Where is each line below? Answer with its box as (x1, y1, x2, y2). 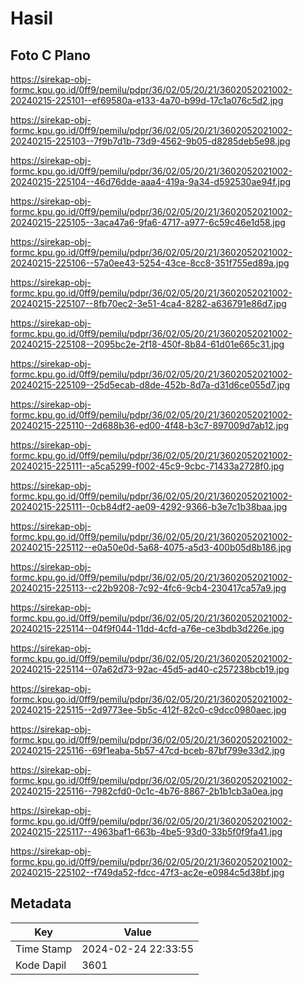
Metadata (10, 895, 72, 912)
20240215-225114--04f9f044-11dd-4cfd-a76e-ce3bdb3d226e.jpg (10, 623, 285, 634)
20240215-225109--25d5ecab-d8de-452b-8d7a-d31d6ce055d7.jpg (10, 379, 291, 391)
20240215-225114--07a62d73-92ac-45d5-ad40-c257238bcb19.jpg (10, 663, 290, 675)
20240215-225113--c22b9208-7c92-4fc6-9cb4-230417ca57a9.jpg (10, 582, 287, 594)
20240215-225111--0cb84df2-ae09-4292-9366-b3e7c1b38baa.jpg (10, 501, 288, 512)
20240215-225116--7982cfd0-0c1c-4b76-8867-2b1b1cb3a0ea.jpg (10, 785, 283, 797)
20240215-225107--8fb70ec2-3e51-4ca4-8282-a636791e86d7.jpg (10, 298, 287, 309)
